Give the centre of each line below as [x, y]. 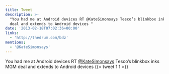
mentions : [16, 42]
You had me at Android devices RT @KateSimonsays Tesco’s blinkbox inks [82, 61]
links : [12, 33]
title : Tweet [19, 10]
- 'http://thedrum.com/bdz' [39, 38]
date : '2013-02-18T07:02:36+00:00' [43, 28]
